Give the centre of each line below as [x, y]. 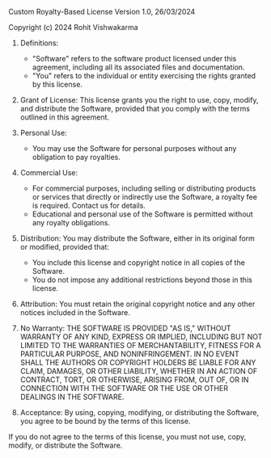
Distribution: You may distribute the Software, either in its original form [137, 238]
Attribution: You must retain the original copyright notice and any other [138, 304]
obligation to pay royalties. [76, 157]
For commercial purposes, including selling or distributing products [144, 188]
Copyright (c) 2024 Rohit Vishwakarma [74, 27]
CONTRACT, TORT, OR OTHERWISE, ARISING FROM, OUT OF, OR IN [134, 380]
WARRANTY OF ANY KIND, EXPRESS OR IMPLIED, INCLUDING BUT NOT [141, 337]
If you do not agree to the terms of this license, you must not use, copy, [127, 437]
